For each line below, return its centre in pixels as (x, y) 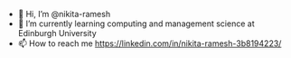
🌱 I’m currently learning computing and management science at (136, 24)
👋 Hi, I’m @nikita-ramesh (64, 14)
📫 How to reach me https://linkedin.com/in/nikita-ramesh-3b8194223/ (150, 43)
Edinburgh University (57, 33)
